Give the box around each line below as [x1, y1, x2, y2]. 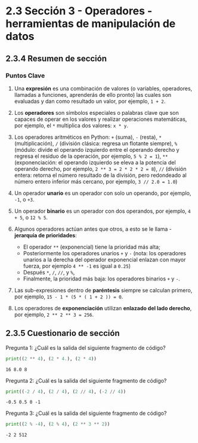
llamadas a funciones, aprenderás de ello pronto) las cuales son [14, 91, 172, 98]
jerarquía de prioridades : [14, 231, 77, 239]
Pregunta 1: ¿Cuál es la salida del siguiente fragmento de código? [5, 344, 166, 351]
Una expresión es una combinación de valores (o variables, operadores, [14, 85, 193, 92]
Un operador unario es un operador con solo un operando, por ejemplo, [14, 190, 191, 197]
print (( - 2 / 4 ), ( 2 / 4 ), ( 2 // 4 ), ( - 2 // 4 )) [5, 389, 126, 395]
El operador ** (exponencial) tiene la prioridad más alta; [23, 243, 160, 250]
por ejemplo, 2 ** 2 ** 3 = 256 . [14, 311, 94, 318]
